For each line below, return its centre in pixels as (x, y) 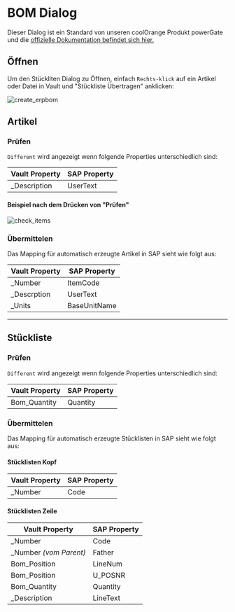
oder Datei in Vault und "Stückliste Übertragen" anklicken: (91, 86)
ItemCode (84, 283)
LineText (107, 598)
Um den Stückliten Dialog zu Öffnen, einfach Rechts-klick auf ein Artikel (112, 78)
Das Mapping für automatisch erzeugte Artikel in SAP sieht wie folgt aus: (112, 253)
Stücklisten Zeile (32, 511)
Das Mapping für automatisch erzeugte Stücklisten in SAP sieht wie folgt (112, 438)
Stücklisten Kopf (32, 462)
